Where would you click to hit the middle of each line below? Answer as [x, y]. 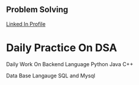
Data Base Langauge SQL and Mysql [51, 76]
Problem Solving [37, 10]
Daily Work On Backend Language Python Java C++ [70, 64]
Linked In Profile [26, 24]
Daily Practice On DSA [62, 48]
